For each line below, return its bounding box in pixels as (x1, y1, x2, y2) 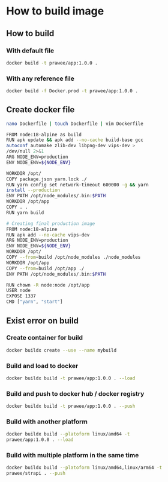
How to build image (6, 4, 104, 18)
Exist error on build (6, 316, 79, 326)
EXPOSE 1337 (6, 293, 36, 299)
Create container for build (6, 334, 83, 342)
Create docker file (6, 104, 75, 115)
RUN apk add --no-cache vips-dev (6, 232, 90, 238)
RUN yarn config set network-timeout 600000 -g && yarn (6, 182, 149, 188)
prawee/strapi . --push (6, 471, 66, 477)
